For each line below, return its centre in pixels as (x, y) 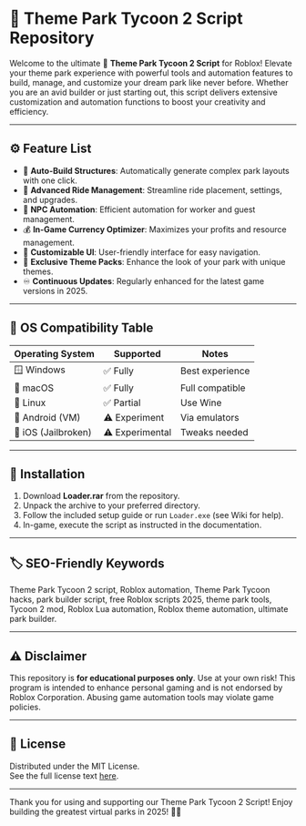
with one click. (50, 180)
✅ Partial (122, 403)
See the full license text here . (64, 775)
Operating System (54, 353)
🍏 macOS (34, 388)
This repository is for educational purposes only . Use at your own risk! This (153, 678)
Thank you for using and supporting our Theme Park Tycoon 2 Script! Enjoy (151, 801)
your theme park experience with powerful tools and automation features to (151, 73)
